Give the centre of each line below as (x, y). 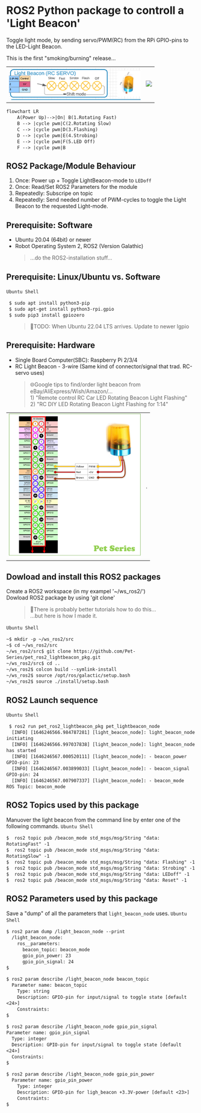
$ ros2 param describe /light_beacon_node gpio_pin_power (80, 1074)
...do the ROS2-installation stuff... (71, 258)
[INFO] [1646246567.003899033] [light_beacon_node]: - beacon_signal (100, 769)
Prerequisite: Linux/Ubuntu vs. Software (83, 277)
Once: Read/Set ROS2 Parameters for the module (76, 187)
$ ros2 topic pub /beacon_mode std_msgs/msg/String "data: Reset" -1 (97, 880)
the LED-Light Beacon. (34, 46)
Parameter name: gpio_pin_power (52, 1080)
